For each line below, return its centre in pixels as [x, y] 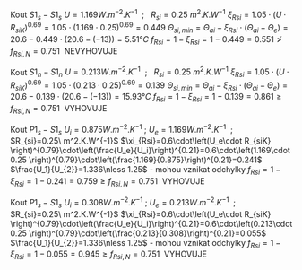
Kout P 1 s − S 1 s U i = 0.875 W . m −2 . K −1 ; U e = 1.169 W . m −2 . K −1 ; [122, 130]
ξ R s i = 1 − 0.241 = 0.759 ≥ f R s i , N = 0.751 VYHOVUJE [108, 183]
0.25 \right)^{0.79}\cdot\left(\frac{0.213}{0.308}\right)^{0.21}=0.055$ [138, 233]
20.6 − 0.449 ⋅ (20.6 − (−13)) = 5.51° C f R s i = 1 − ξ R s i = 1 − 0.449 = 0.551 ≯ [146, 40]
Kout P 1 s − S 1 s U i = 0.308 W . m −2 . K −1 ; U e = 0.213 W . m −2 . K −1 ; [123, 203]
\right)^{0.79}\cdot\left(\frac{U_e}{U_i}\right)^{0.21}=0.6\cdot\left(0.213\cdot [151, 223]
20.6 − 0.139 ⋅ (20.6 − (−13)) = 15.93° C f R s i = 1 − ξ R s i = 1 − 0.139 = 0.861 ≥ [146, 98]
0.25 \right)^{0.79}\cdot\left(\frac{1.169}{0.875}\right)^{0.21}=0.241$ [136, 160]
